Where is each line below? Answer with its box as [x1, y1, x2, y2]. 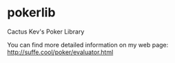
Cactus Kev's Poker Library [7, 27, 85, 36]
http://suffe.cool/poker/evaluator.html [7, 48, 114, 56]
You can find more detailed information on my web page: [7, 40, 169, 49]
